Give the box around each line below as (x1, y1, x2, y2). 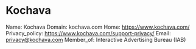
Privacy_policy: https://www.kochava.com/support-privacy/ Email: (5, 29, 171, 36)
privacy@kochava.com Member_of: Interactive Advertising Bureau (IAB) (5, 36, 186, 43)
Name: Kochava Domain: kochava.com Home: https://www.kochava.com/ (5, 23, 190, 30)
